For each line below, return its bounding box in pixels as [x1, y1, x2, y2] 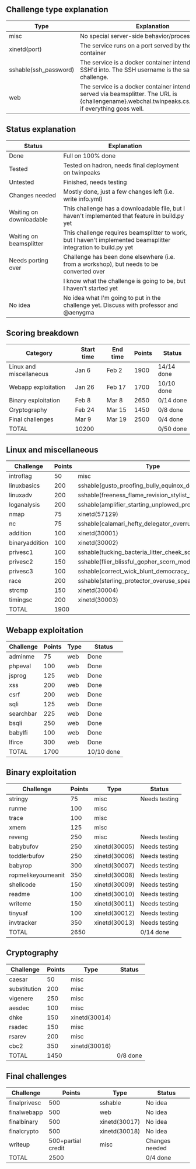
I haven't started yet [63, 284, 118, 292]
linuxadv [9, 491, 33, 500]
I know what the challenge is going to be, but [63, 276, 186, 285]
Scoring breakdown [6, 328, 79, 339]
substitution [9, 985, 42, 993]
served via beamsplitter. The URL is [79, 90, 177, 98]
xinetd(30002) [78, 539, 118, 547]
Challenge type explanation [6, 5, 109, 15]
